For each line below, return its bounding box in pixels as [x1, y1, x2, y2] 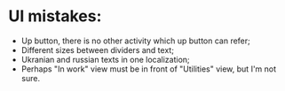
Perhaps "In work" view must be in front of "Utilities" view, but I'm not [20, 64, 277, 74]
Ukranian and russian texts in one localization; [20, 54, 190, 64]
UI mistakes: [8, 6, 102, 27]
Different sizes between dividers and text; [20, 44, 175, 55]
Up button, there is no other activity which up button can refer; [20, 35, 250, 46]
